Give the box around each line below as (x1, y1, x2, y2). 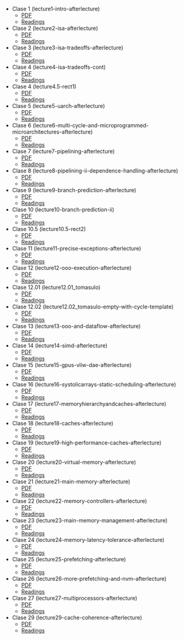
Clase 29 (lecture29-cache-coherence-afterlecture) (12, 614, 143, 621)
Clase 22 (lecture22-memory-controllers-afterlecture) (12, 497, 148, 505)
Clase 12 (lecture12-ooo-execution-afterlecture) (12, 265, 132, 271)
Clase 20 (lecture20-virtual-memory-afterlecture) (12, 458, 137, 466)
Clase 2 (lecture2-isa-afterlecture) (12, 24, 98, 32)
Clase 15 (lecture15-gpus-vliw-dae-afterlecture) (12, 361, 132, 368)
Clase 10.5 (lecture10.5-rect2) (12, 226, 86, 232)
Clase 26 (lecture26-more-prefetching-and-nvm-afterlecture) (12, 575, 167, 582)
